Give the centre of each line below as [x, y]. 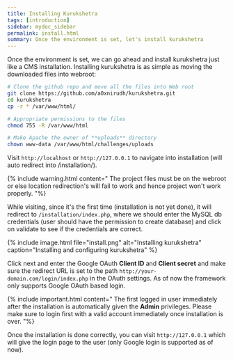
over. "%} [21, 322]
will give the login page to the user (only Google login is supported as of [110, 343]
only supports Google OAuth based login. [66, 285]
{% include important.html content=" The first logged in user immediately [112, 299]
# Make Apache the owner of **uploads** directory [82, 138]
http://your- [138, 272]
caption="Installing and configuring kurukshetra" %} [82, 250]
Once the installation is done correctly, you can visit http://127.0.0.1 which [116, 335]
